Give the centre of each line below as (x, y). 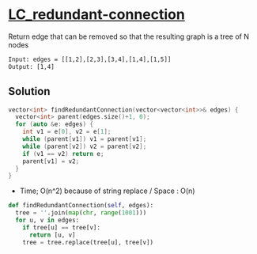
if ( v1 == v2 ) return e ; (63, 154)
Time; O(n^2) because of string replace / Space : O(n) (107, 191)
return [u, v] (53, 235)
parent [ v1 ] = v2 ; (51, 161)
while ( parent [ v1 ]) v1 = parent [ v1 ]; (85, 139)
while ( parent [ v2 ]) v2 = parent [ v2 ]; (85, 146)
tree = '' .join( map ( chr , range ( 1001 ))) (81, 213)
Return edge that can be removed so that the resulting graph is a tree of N (129, 36)
